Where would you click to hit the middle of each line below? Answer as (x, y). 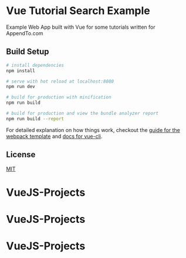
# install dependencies (35, 65)
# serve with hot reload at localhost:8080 (60, 81)
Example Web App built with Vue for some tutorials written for (81, 27)
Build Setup (28, 52)
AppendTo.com (25, 33)
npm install (21, 71)
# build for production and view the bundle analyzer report (82, 113)
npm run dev (21, 87)
